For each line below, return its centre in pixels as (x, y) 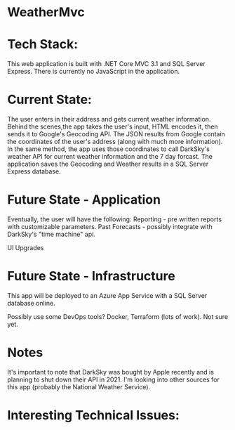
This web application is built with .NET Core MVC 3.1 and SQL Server (106, 64)
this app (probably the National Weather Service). (79, 386)
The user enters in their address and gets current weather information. (109, 119)
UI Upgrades (26, 248)
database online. (31, 303)
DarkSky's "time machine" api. (52, 234)
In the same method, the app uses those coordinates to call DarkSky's (109, 149)
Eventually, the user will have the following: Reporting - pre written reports (115, 219)
